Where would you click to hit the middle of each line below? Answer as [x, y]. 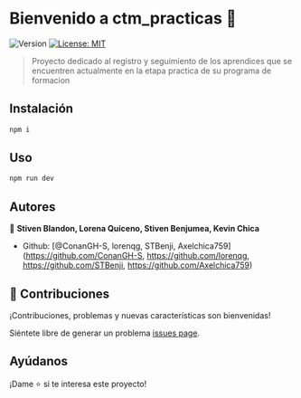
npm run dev [32, 179]
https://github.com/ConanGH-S [84, 256]
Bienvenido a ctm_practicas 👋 [123, 19]
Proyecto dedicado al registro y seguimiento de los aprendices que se [161, 61]
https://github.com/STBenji [73, 265]
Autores [33, 207]
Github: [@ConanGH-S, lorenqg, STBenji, [99, 246]
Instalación [42, 109]
